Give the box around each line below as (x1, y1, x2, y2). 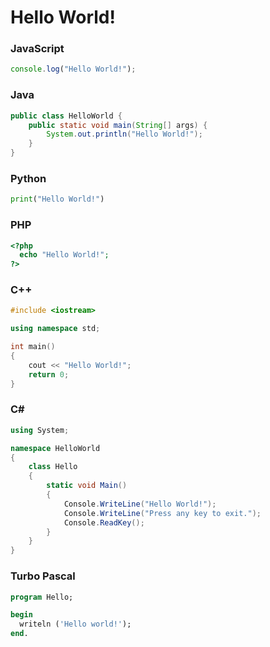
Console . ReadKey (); (63, 517, 145, 528)
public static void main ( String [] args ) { (28, 120, 208, 130)
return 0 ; (28, 369, 70, 380)
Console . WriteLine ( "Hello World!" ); (63, 499, 217, 509)
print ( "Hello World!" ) (10, 194, 105, 205)
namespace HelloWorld (10, 443, 101, 453)
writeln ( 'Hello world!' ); (19, 619, 132, 630)
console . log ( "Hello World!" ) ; (10, 64, 137, 75)
